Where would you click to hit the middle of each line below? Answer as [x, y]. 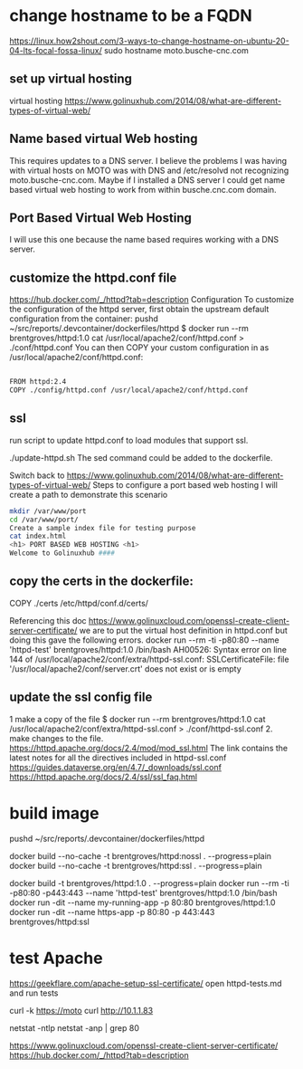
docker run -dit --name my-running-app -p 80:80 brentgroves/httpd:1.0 [142, 902]
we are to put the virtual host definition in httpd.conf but [183, 630]
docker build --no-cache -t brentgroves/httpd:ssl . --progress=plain [136, 865]
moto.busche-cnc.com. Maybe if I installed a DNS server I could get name [147, 180]
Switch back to [37, 475]
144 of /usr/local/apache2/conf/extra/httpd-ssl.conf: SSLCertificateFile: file [149, 659]
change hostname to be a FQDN [131, 16]
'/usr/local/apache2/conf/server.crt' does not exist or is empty [125, 668]
